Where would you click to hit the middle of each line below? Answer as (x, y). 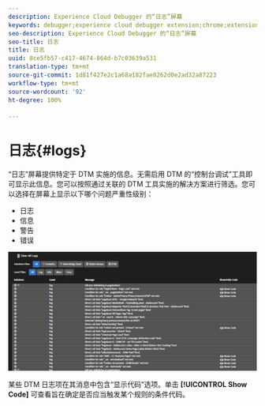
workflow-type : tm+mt (44, 83)
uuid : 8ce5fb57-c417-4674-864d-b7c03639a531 (82, 58)
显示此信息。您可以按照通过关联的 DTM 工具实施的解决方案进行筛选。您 (132, 184)
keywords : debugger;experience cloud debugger (86, 25)
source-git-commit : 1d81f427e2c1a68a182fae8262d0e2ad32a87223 (112, 75)
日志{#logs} (47, 151)
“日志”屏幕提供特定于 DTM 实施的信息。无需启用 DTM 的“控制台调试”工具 (127, 175)
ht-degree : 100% (35, 100)
